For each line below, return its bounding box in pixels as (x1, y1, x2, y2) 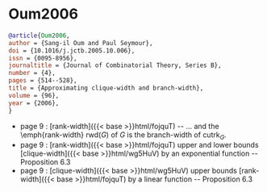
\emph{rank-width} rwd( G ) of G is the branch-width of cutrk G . (19, 130, 227, 141)
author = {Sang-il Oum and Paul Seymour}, (8, 39, 153, 47)
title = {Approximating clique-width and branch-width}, (8, 84, 204, 93)
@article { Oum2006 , (8, 31, 70, 40)
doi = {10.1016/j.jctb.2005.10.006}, (8, 46, 136, 55)
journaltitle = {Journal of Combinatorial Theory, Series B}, (8, 61, 222, 69)
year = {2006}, (8, 98, 60, 107)
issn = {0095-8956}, (8, 54, 78, 62)
